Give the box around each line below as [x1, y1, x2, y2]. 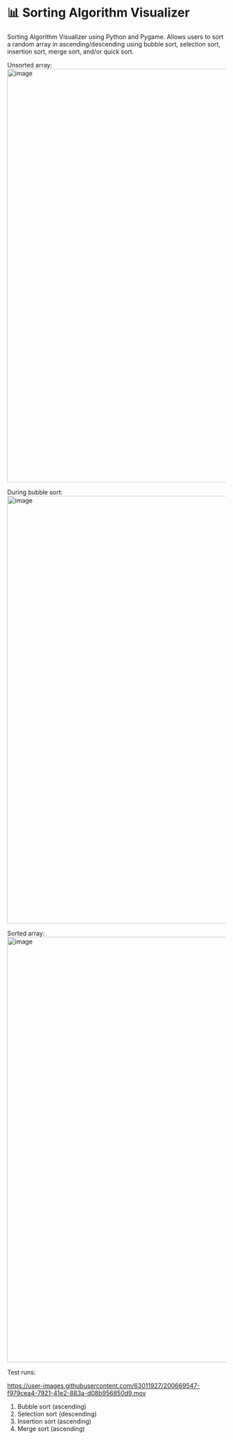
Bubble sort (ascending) [17, 1402, 87, 1411]
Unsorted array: [7, 60, 53, 69]
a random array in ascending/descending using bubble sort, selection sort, [7, 40, 221, 48]
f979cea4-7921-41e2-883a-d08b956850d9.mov [7, 1389, 146, 1397]
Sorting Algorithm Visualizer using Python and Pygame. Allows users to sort [7, 32, 224, 41]
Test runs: [7, 1368, 36, 1376]
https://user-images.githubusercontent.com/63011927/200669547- [7, 1381, 200, 1390]
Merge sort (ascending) [17, 1424, 85, 1432]
